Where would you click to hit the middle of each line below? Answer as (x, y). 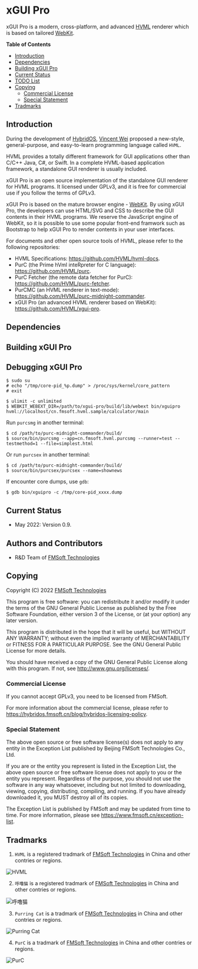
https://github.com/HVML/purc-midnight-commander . (80, 296)
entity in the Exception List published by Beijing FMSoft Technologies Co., (96, 748)
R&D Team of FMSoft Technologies (57, 557)
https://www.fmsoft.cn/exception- (142, 815)
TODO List (27, 81)
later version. (22, 620)
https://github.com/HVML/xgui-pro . (58, 308)
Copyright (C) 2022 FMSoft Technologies (56, 590)
